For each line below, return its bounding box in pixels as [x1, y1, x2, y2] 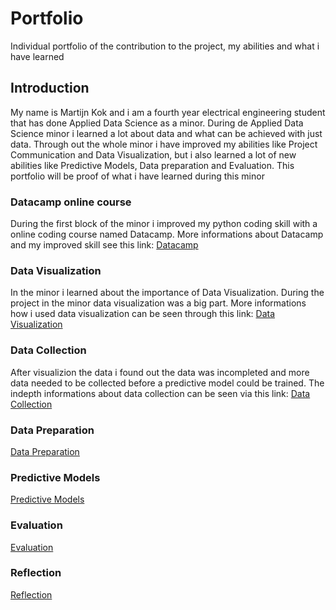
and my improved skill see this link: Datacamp [10, 239, 199, 251]
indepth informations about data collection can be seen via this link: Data [10, 387, 311, 399]
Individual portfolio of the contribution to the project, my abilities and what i [10, 40, 320, 52]
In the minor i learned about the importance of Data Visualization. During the [10, 287, 325, 299]
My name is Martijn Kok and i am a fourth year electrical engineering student [10, 106, 326, 118]
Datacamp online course [10, 195, 132, 209]
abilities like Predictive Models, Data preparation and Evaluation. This [10, 159, 295, 171]
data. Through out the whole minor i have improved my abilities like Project [10, 138, 318, 150]
